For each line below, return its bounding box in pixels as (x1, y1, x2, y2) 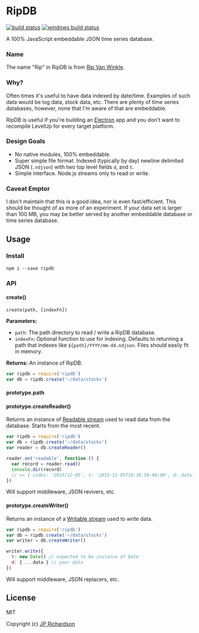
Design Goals (6, 137, 46, 145)
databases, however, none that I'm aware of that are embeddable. (6, 105, 167, 112)
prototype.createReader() (6, 403, 71, 410)
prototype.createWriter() (6, 502, 69, 509)
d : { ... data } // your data (11, 559, 84, 565)
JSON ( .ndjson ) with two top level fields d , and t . (14, 163, 134, 170)
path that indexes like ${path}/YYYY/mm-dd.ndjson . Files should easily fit (14, 341, 189, 349)
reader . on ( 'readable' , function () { (6, 455, 99, 461)
